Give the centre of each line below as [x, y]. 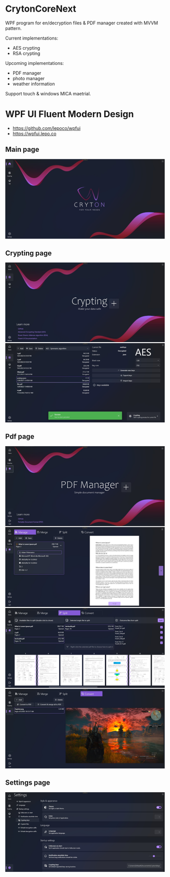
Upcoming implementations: [35, 63]
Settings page [28, 783]
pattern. [13, 28]
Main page [22, 149]
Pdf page [20, 437]
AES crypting [26, 48]
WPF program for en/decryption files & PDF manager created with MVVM [82, 23]
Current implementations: [32, 38]
